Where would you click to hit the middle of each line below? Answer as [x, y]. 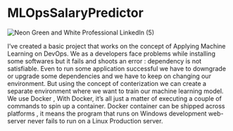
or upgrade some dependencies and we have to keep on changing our [109, 76]
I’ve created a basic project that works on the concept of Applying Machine [117, 46]
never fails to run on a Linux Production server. [95, 120]
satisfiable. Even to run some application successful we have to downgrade [117, 68]
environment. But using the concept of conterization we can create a [107, 83]
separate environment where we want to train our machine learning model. [115, 91]
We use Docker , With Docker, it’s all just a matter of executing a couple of [114, 98]
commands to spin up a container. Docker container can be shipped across [116, 106]
